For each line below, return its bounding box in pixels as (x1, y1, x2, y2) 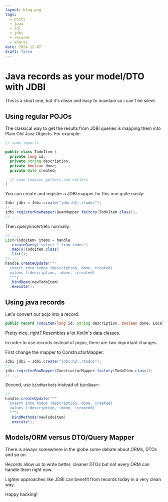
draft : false (5, 49, 32, 54)
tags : (5, 12, 16, 17)
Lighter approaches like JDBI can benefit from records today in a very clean (5, 477, 161, 483)
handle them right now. (5, 467, 52, 473)
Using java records (5, 298, 65, 306)
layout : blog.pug (5, 7, 41, 12)
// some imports (5, 140, 39, 145)
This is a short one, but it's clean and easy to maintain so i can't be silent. (5, 98, 156, 104)
